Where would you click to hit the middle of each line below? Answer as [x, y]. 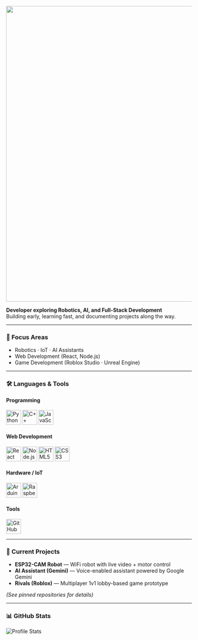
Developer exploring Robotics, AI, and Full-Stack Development [84, 310]
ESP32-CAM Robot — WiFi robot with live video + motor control [93, 564]
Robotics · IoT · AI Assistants [49, 350]
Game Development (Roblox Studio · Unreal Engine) [77, 363]
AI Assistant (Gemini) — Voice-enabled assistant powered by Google [99, 571]
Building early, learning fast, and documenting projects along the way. [91, 316]
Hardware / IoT [24, 473]
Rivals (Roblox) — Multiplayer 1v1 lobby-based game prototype [91, 583]
